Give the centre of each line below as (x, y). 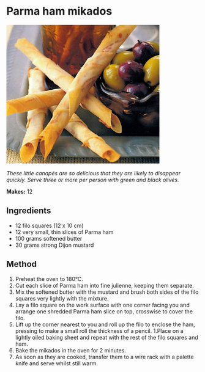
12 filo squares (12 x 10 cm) (49, 225)
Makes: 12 (20, 191)
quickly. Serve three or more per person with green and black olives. (93, 180)
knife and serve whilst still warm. (56, 363)
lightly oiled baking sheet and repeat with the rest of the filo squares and (106, 337)
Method (22, 264)
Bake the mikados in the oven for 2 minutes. (71, 350)
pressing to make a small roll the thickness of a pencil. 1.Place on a (99, 330)
